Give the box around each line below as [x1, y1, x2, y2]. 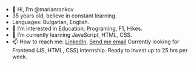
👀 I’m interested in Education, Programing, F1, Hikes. [12, 25, 142, 32]
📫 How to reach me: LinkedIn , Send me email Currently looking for [12, 38, 180, 45]
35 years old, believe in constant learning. [12, 12, 117, 19]
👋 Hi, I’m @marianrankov [12, 6, 74, 13]
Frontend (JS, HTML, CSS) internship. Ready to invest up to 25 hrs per [12, 47, 188, 54]
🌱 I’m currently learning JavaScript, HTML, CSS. [12, 31, 132, 39]
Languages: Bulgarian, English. [12, 19, 90, 25]
